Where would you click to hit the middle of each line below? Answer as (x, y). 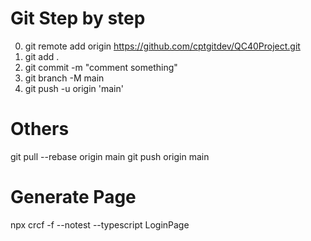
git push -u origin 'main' (74, 88)
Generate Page (73, 197)
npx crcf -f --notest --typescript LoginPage (100, 224)
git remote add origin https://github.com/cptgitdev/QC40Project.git (162, 46)
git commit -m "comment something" (101, 67)
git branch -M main (64, 78)
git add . (42, 56)
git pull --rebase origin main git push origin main (110, 156)
